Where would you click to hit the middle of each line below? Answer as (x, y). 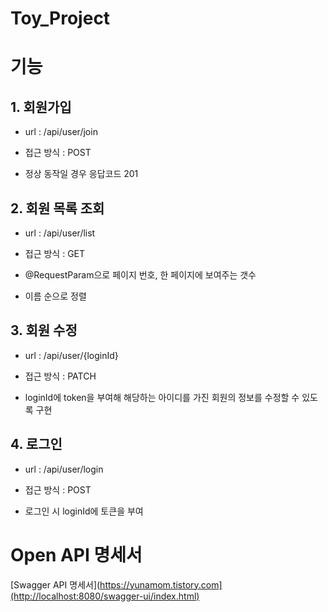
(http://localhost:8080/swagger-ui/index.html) (105, 596)
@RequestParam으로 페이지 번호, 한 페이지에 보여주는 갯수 (140, 275)
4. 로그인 (36, 444)
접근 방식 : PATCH (60, 376)
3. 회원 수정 (44, 330)
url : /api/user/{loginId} (71, 355)
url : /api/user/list (60, 233)
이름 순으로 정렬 (55, 296)
